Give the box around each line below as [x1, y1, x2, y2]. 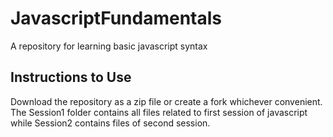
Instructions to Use [10, 69, 132, 86]
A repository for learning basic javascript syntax [10, 40, 208, 52]
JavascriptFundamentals [10, 7, 222, 30]
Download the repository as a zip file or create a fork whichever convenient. [10, 95, 323, 107]
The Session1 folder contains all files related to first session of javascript [10, 106, 308, 118]
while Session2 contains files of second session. [10, 117, 211, 129]
